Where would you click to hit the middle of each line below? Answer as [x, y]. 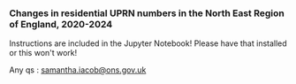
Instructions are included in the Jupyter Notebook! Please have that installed [148, 43]
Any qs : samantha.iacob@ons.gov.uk [78, 70]
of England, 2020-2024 [61, 24]
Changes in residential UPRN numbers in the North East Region [147, 13]
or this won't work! [43, 53]
